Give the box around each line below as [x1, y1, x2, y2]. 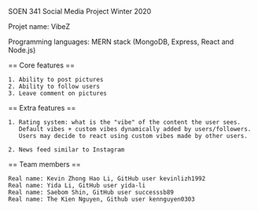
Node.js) [8, 45, 36, 54]
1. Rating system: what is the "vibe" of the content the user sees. [8, 118, 241, 126]
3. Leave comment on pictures [8, 89, 108, 97]
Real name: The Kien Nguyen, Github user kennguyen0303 [8, 195, 195, 203]
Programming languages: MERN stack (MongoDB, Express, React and [8, 37, 234, 46]
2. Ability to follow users [8, 82, 101, 90]
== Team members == [8, 160, 81, 169]
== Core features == [8, 60, 76, 70]
